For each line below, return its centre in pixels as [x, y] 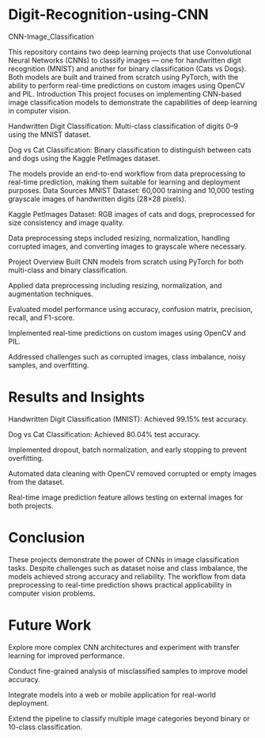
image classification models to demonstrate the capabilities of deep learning [133, 102]
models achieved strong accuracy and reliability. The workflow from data [127, 576]
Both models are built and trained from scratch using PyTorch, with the [123, 77]
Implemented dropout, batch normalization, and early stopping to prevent [128, 450]
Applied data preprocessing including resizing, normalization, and [115, 285]
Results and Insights [76, 397]
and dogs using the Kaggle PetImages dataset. [84, 158]
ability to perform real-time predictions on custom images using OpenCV [127, 86]
